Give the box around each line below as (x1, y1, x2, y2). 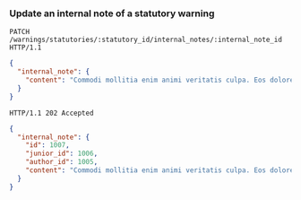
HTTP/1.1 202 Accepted (9, 109, 94, 117)
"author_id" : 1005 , (25, 158, 99, 167)
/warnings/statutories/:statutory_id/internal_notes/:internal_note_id (9, 35, 282, 45)
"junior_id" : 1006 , (25, 149, 99, 159)
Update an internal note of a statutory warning (9, 7, 215, 20)
